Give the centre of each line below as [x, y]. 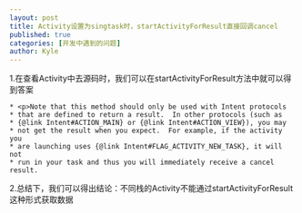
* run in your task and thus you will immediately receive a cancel [142, 163]
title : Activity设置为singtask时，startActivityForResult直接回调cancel [144, 26]
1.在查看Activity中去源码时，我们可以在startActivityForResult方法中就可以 [146, 79]
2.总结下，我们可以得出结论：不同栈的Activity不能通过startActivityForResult [151, 189]
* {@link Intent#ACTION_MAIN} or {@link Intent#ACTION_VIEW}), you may [148, 123]
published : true [40, 34]
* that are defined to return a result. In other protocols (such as [146, 115]
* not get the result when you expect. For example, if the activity [146, 131]
